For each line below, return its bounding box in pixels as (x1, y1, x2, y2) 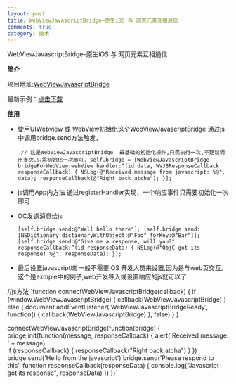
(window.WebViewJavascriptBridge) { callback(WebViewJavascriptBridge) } (7, 295, 227, 304)
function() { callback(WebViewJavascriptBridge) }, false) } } (7, 310, 179, 319)
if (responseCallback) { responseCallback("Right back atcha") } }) (7, 346, 198, 355)
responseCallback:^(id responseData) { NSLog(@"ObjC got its (17, 244, 201, 252)
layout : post (7, 10, 46, 18)
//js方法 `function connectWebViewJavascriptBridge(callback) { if (7, 288, 197, 296)
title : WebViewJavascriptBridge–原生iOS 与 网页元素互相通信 (7, 17, 178, 24)
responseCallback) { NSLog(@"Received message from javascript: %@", (17, 169, 226, 176)
